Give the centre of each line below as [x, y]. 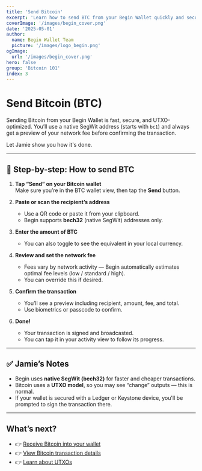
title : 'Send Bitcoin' [35, 12]
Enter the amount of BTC [46, 232]
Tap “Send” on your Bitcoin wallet [58, 184]
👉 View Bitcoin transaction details [58, 453]
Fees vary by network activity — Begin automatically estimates [102, 267]
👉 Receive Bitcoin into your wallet [58, 444]
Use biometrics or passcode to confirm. [73, 309]
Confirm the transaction [46, 291]
